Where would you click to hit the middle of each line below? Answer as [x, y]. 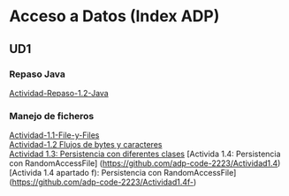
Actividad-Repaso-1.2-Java [59, 93]
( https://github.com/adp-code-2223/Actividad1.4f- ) [103, 182]
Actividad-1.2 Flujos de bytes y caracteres [86, 145]
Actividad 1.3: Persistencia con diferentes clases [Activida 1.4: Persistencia [145, 154]
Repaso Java [38, 74]
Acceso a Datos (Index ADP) [114, 16]
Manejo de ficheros [52, 116]
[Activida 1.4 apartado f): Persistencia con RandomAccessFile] [123, 173]
